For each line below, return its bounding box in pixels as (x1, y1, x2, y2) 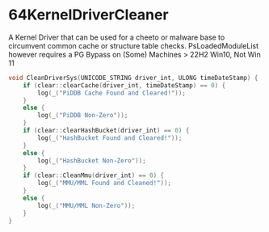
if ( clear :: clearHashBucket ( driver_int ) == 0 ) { (23, 127, 190, 135)
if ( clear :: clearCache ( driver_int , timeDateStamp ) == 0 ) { (23, 81, 226, 90)
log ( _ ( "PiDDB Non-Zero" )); (37, 112, 128, 120)
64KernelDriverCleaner (8, 6, 169, 24)
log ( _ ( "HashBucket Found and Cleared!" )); (37, 133, 183, 142)
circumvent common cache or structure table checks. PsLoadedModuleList (8, 40, 259, 50)
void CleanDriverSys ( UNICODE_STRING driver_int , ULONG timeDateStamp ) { (8, 74, 258, 82)
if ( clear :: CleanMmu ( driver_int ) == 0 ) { (23, 171, 165, 179)
